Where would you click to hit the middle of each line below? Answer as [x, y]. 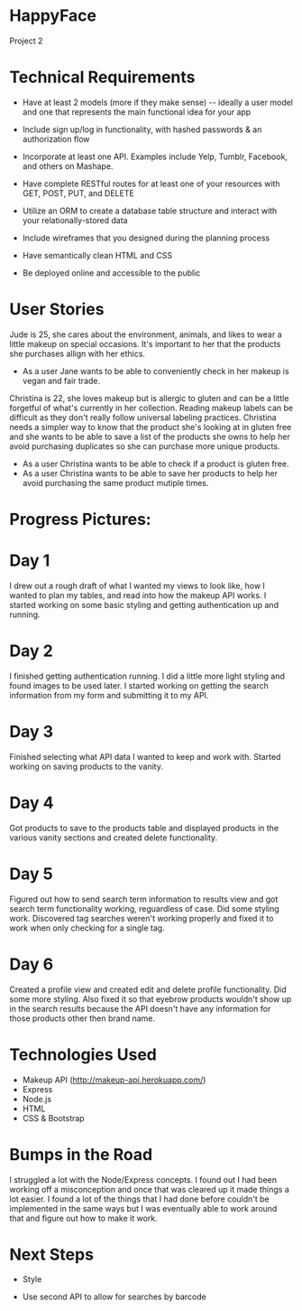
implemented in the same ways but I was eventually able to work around [143, 1208]
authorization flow [56, 139]
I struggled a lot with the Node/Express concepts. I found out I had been [143, 1179]
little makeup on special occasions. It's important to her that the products [145, 343]
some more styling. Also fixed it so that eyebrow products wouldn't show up [151, 998]
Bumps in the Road [81, 1154]
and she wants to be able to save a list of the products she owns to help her [150, 436]
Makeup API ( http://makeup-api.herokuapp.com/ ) [114, 1080]
